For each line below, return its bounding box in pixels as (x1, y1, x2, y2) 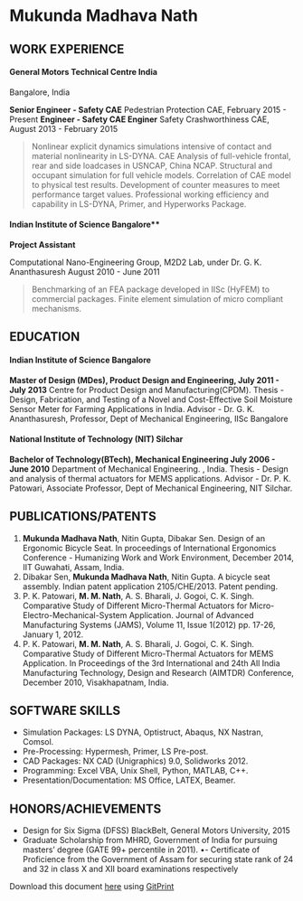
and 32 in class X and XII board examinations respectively (22, 864, 239, 875)
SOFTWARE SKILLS (9, 702, 121, 718)
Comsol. (22, 737, 54, 747)
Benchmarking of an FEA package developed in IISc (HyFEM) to (31, 284, 270, 295)
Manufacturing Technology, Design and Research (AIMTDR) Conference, (22, 667, 294, 678)
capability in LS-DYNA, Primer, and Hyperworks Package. (31, 198, 247, 209)
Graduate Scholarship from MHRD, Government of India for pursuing (22, 835, 278, 846)
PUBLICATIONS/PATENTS (9, 509, 156, 524)
